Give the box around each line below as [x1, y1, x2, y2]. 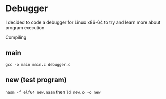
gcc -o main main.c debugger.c [5, 62, 71, 67]
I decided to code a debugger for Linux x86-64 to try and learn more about [5, 19, 161, 25]
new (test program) [5, 76, 67, 84]
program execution [5, 24, 45, 30]
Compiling [5, 34, 27, 40]
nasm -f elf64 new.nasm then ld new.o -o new [5, 89, 101, 95]
